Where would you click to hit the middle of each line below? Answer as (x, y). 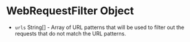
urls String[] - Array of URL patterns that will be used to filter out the (99, 27)
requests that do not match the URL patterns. (71, 33)
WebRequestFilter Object (70, 11)
